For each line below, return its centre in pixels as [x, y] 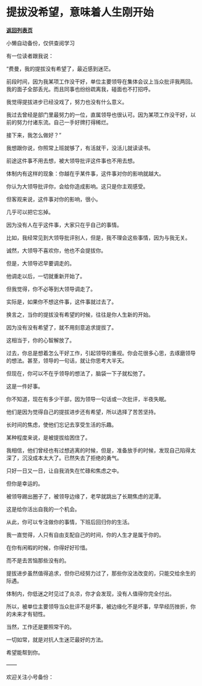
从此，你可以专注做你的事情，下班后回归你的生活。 [69, 522]
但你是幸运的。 [25, 483]
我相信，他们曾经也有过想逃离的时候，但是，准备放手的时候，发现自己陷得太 [101, 450]
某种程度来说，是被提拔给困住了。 [48, 437]
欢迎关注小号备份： [30, 677]
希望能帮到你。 [25, 652]
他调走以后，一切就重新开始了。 [46, 276]
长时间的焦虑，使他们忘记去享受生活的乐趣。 [62, 424]
